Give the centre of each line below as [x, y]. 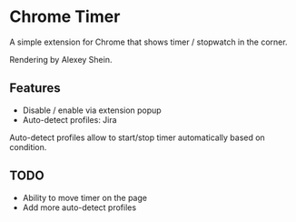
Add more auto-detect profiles [79, 207]
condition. [28, 146]
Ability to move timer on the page [85, 197]
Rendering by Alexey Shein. [61, 59]
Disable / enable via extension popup [92, 110]
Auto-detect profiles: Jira [69, 119]
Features [35, 88]
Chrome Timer [65, 17]
